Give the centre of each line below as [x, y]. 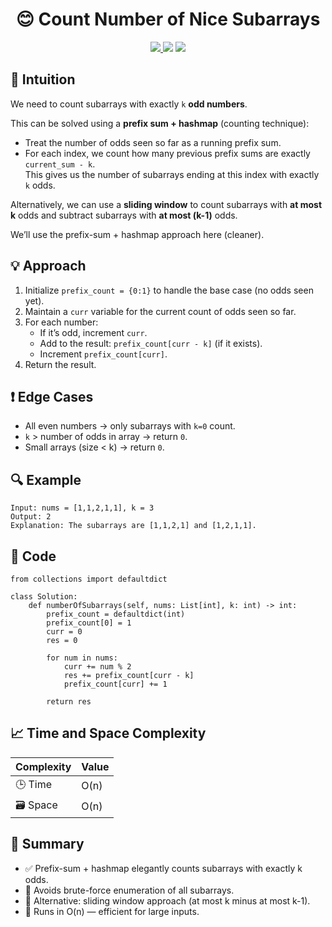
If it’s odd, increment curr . [93, 332]
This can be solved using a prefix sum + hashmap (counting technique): [160, 123]
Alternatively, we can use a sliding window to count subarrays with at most [166, 204]
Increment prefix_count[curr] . [103, 354]
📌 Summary [47, 844]
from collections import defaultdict [89, 579]
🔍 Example [46, 479]
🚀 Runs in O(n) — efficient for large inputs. [112, 911]
